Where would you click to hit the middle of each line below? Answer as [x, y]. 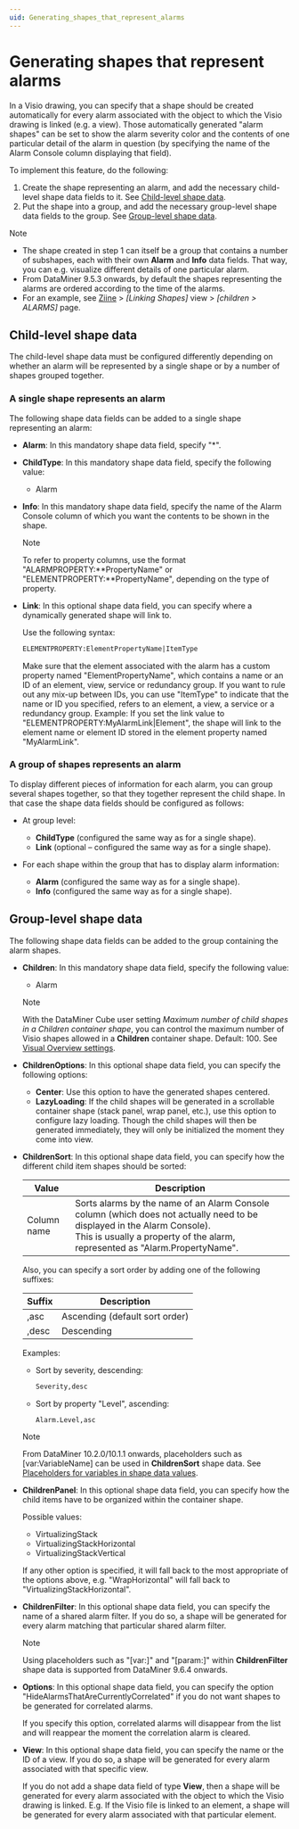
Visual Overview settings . [69, 1047]
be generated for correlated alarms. [88, 1706]
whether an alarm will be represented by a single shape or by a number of [145, 366]
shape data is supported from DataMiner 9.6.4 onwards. [125, 1670]
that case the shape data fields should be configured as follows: [127, 803]
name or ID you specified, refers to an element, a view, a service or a [148, 703]
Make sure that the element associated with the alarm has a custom [146, 666]
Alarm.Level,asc [65, 1419]
